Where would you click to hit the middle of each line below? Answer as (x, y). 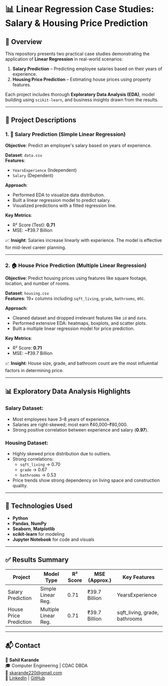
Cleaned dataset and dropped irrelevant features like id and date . (80, 317)
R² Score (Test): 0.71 (34, 225)
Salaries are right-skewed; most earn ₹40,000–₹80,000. (70, 424)
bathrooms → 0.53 (38, 475)
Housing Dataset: (27, 443)
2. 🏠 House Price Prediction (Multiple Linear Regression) (76, 265)
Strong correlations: (33, 459)
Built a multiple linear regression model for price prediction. (73, 328)
